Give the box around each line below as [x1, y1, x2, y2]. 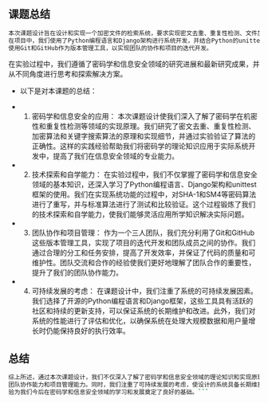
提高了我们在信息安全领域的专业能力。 [53, 151, 179, 161]
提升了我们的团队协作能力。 [31, 268, 124, 277]
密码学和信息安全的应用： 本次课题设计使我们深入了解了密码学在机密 [31, 112, 258, 121]
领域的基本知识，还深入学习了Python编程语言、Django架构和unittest [31, 180, 257, 190]
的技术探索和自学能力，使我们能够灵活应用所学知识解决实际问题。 [31, 209, 249, 219]
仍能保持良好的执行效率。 [45, 326, 130, 336]
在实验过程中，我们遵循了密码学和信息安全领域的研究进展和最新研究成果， [8, 59, 253, 69]
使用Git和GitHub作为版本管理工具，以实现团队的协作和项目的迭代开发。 [8, 44, 213, 52]
